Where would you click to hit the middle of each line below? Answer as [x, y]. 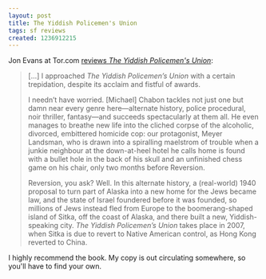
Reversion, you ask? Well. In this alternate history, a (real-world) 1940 [142, 183]
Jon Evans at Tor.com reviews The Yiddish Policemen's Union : [111, 61]
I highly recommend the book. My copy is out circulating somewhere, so [127, 258]
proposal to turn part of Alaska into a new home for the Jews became [142, 191]
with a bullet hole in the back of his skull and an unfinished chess [135, 159]
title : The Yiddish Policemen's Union [73, 23]
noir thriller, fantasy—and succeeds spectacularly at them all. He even [143, 117]
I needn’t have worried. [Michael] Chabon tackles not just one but [135, 100]
